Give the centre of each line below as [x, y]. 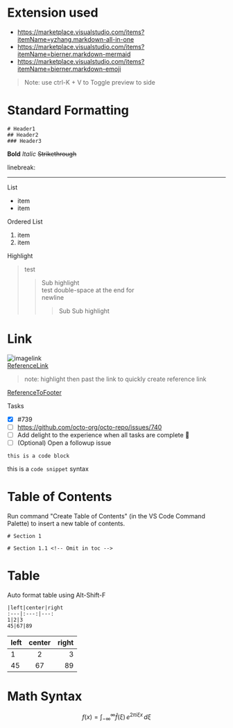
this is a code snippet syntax [48, 469]
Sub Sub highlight [84, 311]
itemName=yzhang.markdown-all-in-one [76, 39]
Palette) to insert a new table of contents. [66, 523]
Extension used [53, 13]
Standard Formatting [68, 111]
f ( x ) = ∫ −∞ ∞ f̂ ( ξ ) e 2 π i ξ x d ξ [116, 717]
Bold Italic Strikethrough [42, 153]
